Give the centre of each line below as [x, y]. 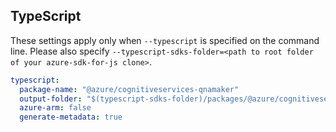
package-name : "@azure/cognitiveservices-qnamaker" [129, 89]
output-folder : [51, 99]
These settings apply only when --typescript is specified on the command [165, 40]
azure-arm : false [55, 108]
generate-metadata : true [71, 117]
